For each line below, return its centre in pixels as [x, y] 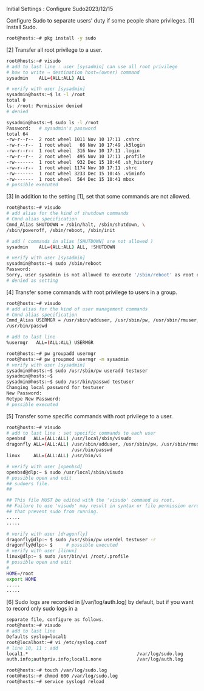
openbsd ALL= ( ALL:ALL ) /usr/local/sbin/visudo [69, 439]
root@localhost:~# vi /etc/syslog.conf [57, 642]
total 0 [16, 100]
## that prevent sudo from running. [53, 511]
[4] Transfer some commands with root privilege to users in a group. [92, 292]
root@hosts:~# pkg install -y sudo [51, 38]
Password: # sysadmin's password [51, 128]
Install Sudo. [22, 27]
